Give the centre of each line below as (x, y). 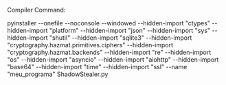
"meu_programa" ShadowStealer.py (58, 74)
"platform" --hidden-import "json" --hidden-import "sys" (130, 31)
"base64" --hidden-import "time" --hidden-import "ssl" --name (97, 67)
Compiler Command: (36, 10)
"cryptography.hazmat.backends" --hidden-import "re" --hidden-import (109, 52)
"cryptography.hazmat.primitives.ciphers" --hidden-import (90, 45)
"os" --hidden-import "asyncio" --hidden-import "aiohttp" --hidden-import (113, 60)
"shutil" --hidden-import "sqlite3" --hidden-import (121, 38)
